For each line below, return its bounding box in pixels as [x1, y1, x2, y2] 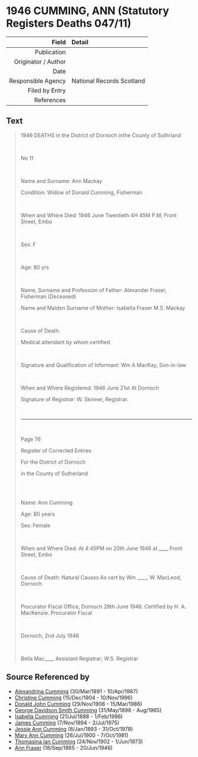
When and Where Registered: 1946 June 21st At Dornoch [20, 384, 159, 391]
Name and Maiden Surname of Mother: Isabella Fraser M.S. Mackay [20, 304, 186, 311]
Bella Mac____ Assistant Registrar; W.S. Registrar [20, 655, 138, 662]
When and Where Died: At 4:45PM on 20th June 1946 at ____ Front [20, 545, 183, 552]
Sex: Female [20, 522, 51, 529]
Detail [71, 38, 88, 46]
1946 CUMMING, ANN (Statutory [6, 4, 170, 18]
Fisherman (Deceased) [20, 293, 77, 300]
